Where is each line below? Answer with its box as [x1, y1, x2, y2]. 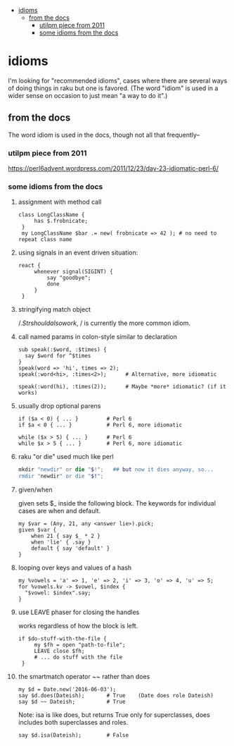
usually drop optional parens [18, 402, 101, 410]
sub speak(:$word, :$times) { [18, 346, 108, 353]
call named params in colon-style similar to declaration [18, 333, 178, 341]
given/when [18, 486, 53, 494]
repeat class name [18, 236, 72, 243]
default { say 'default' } [31, 545, 110, 552]
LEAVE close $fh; [34, 648, 85, 655]
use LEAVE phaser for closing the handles [18, 608, 140, 616]
